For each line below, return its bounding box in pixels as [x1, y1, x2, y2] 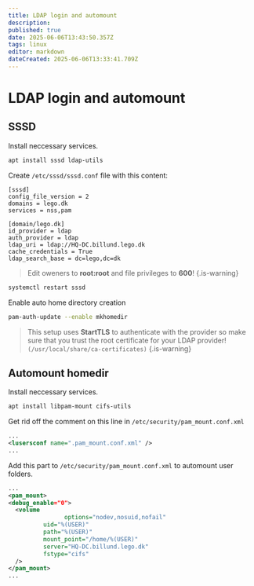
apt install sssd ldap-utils [8, 156, 103, 164]
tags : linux [8, 41, 47, 49]
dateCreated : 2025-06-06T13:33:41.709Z [8, 56, 139, 64]
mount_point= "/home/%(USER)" [42, 535, 139, 543]
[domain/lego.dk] [8, 220, 65, 228]
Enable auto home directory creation [8, 298, 126, 307]
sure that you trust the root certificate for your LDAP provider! [27, 335, 227, 345]
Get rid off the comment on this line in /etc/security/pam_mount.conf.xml [8, 417, 245, 427]
